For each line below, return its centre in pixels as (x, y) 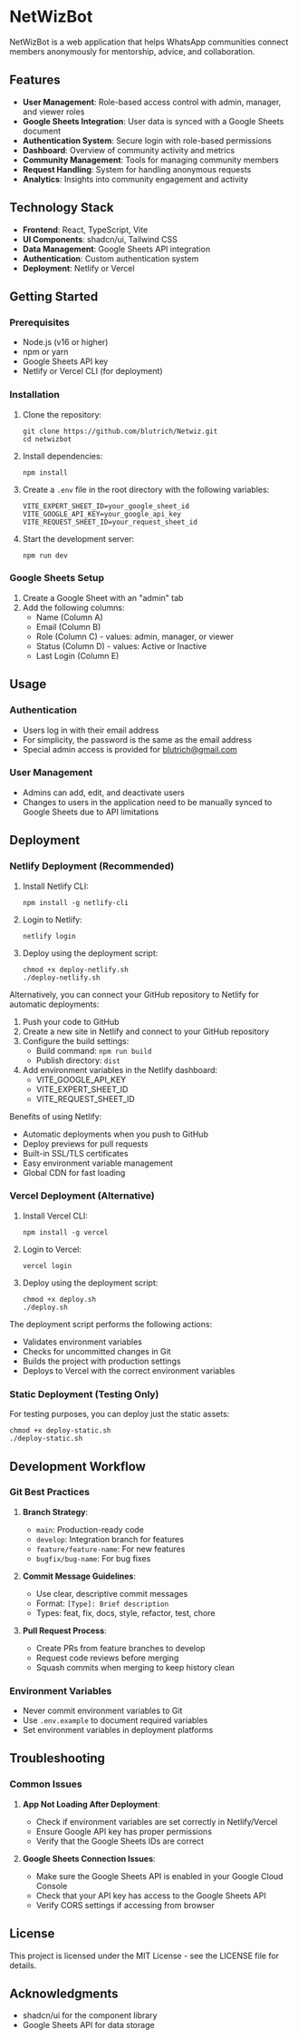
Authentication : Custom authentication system (111, 258)
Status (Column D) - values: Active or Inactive (121, 645)
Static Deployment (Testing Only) (84, 1394)
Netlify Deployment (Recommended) (92, 866)
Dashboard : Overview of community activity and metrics (129, 150)
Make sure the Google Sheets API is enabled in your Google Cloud (159, 1876)
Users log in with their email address (91, 730)
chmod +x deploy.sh (59, 1299)
